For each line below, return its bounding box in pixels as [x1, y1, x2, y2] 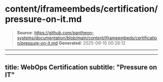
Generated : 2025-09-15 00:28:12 [59, 40, 126, 46]
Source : [16, 30, 33, 35]
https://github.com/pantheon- [34, 30, 94, 35]
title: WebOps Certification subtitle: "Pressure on [5, 63, 157, 71]
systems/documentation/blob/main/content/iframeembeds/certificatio [16, 35, 157, 41]
